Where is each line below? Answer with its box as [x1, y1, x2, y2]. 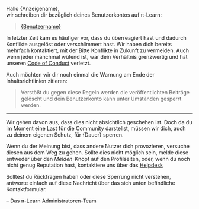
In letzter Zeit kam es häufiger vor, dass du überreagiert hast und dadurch [6, 34, 187, 41]
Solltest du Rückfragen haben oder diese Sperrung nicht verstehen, [6, 173, 171, 180]
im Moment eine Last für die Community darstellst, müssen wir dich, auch [6, 125, 186, 132]
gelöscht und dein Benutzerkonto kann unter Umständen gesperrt [20, 95, 182, 102]
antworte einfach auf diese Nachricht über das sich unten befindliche [6, 179, 176, 186]
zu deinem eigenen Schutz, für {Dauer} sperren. [6, 131, 124, 138]
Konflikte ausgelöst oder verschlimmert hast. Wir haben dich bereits [6, 41, 172, 47]
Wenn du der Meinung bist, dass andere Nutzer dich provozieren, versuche [6, 142, 190, 150]
